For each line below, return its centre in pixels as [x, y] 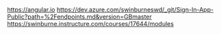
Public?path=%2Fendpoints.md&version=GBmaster [80, 17]
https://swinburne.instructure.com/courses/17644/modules [91, 24]
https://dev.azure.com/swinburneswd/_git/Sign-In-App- [135, 10]
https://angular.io [31, 10]
